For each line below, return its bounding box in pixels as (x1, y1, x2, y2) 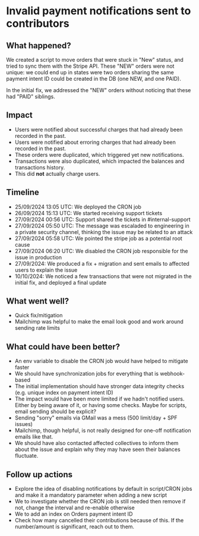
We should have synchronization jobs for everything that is (14, 370, 159, 377)
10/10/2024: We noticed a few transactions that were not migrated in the (14, 272, 192, 280)
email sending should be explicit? (14, 408, 97, 415)
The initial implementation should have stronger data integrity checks (14, 383, 185, 390)
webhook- (160, 370, 185, 377)
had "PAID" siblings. (6, 93, 55, 100)
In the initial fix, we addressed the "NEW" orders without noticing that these (6, 87, 191, 93)
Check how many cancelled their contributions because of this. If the (14, 517, 184, 524)
